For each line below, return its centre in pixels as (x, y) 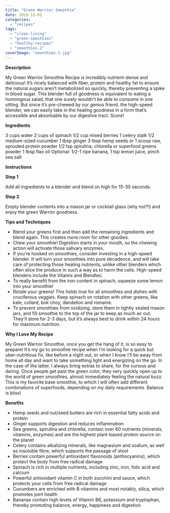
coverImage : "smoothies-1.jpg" (39, 53)
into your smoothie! (33, 286)
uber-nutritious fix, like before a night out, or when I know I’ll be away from (84, 355)
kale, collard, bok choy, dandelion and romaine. (62, 302)
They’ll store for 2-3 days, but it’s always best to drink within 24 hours (86, 319)
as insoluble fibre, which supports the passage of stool (70, 451)
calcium (21, 472)
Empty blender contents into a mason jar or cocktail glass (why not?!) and (83, 206)
